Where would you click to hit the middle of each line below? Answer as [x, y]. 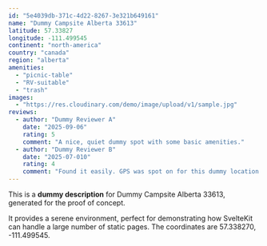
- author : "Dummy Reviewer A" [66, 120]
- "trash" [32, 90]
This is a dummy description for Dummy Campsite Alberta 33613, [117, 194]
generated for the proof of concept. [67, 203]
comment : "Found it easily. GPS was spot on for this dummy [125, 172]
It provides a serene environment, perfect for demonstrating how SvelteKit [131, 218]
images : [21, 97]
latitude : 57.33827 [41, 30]
